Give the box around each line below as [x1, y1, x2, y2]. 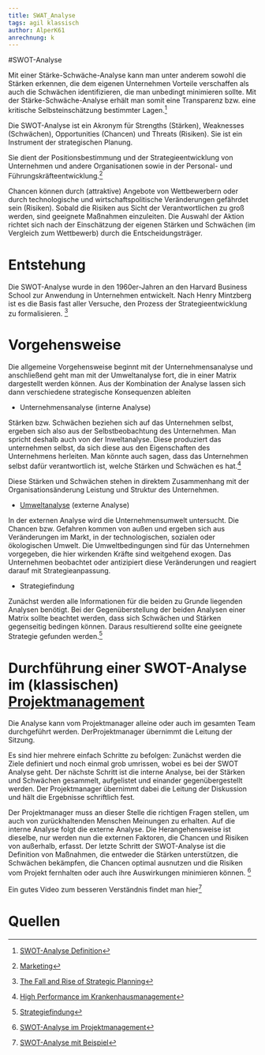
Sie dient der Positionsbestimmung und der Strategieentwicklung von [8, 152, 234, 162]
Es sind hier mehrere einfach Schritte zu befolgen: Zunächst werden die [8, 751, 242, 760]
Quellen [8, 912, 61, 930]
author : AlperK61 [8, 26, 65, 34]
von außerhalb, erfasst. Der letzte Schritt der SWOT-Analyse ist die [8, 842, 226, 851]
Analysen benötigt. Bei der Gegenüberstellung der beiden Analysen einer [8, 605, 246, 614]
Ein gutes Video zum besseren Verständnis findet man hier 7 [8, 884, 203, 894]
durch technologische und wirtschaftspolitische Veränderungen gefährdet [8, 194, 248, 204]
